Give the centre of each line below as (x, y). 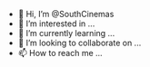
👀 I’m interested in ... (56, 24)
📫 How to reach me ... (60, 53)
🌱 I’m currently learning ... (66, 33)
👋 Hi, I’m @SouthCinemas (66, 14)
